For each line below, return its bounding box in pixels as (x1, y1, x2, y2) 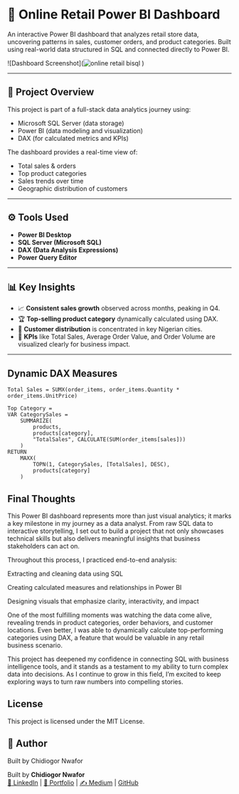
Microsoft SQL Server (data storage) (17, 119, 124, 127)
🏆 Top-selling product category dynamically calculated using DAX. (17, 314, 219, 323)
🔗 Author (7, 738, 48, 750)
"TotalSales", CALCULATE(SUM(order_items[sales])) (33, 436, 186, 443)
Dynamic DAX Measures (7, 367, 118, 379)
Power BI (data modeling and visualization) (17, 126, 144, 134)
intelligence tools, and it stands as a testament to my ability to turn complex (7, 662, 229, 671)
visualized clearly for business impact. (17, 340, 130, 349)
